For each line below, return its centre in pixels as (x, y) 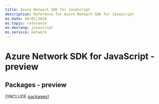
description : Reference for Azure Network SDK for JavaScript (70, 14)
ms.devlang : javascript (29, 28)
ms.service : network (26, 32)
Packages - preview (36, 85)
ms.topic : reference (26, 23)
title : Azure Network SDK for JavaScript (48, 10)
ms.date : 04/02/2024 (26, 19)
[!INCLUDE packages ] (27, 96)
